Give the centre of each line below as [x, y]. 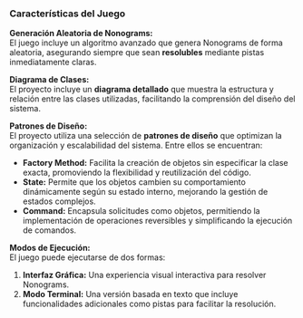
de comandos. [49, 230]
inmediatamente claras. [53, 63]
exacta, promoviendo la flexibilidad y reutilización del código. [137, 173]
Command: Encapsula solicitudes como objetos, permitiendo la [141, 211]
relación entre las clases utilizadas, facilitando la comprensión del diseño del [152, 99]
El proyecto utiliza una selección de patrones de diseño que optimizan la [146, 136]
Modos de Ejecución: [50, 248]
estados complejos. [59, 201]
